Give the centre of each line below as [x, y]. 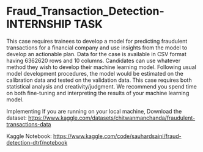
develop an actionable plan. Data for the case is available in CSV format [96, 54]
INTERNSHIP [39, 24]
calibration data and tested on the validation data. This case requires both [99, 80]
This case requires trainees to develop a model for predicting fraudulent [97, 41]
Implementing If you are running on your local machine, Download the [94, 111]
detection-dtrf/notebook [37, 142]
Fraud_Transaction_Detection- [86, 11]
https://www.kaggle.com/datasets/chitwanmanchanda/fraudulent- [112, 118]
